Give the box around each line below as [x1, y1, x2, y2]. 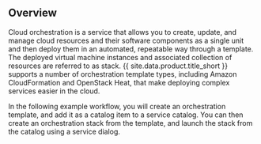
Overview [8, 6, 58, 20]
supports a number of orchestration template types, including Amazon [8, 69, 237, 78]
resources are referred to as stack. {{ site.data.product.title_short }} [8, 61, 228, 70]
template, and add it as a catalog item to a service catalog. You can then [8, 110, 244, 119]
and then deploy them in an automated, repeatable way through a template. [8, 44, 254, 54]
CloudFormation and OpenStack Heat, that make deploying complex [8, 78, 230, 87]
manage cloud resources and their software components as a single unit [8, 36, 244, 45]
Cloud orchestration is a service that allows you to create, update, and [8, 27, 237, 36]
